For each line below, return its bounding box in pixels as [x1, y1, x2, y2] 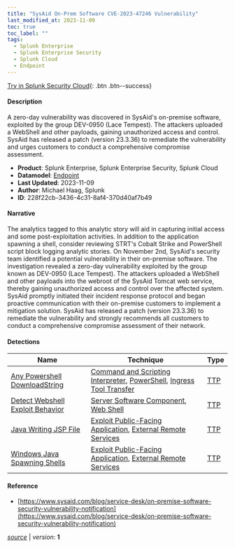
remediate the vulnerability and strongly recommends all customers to [7, 314, 210, 322]
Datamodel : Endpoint [17, 171, 80, 179]
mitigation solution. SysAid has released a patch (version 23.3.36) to [7, 307, 204, 315]
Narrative [7, 209, 36, 217]
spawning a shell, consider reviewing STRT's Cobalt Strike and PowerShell [7, 240, 222, 248]
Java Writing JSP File [10, 424, 80, 434]
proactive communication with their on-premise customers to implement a [7, 299, 221, 308]
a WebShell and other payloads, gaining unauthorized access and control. [7, 127, 220, 136]
